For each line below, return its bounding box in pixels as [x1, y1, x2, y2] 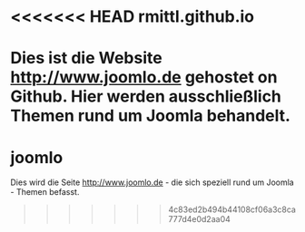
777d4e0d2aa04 [168, 214, 231, 225]
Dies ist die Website [10, 48, 162, 69]
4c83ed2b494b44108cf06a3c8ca [168, 204, 296, 215]
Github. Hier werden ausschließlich [10, 86, 282, 107]
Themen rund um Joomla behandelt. [10, 106, 291, 126]
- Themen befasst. [10, 187, 80, 198]
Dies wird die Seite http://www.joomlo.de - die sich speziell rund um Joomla [10, 177, 294, 188]
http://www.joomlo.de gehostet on [10, 67, 278, 88]
